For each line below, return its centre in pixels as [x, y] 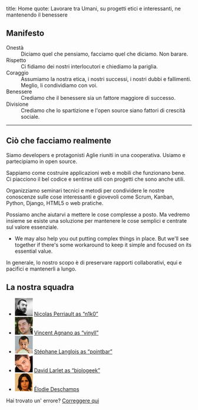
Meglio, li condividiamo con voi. [59, 85]
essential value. [34, 251]
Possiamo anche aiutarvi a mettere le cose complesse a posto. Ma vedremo [98, 214]
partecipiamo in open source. [42, 161]
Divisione [17, 104]
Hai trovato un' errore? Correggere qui [52, 401]
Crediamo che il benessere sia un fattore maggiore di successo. [98, 97]
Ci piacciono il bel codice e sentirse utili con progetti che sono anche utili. [95, 179]
